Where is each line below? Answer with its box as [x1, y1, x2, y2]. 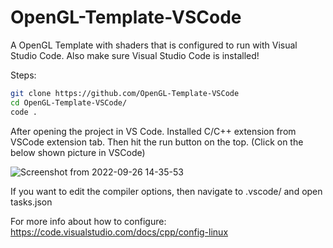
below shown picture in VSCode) [10, 146, 146, 158]
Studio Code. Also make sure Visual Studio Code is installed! [10, 49, 260, 61]
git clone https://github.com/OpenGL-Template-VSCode [10, 88, 240, 98]
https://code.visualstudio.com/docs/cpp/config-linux [10, 226, 229, 238]
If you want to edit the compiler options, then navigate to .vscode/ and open [10, 185, 323, 197]
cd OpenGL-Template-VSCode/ [10, 97, 128, 108]
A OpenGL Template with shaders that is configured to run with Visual [10, 39, 298, 51]
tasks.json [10, 196, 53, 208]
